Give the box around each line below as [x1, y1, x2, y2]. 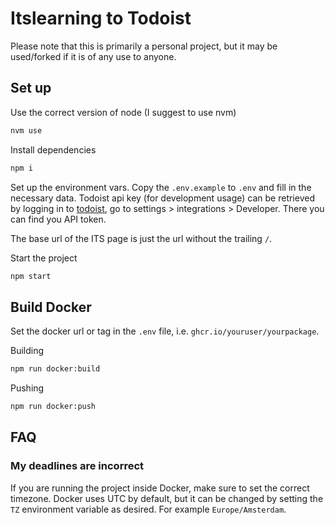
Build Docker [10, 298, 92, 316]
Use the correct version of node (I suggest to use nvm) [10, 106, 237, 118]
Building [10, 345, 45, 357]
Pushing [10, 382, 45, 394]
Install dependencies [10, 143, 97, 156]
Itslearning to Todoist [10, 7, 192, 30]
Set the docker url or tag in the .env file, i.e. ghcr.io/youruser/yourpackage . [10, 325, 320, 337]
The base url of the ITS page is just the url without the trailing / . [10, 232, 273, 244]
